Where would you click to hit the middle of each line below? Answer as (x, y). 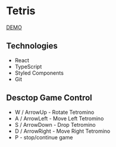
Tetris (21, 11)
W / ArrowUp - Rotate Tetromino (54, 112)
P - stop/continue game (44, 137)
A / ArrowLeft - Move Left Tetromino (59, 118)
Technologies (32, 46)
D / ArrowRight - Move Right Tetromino (62, 131)
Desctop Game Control (49, 98)
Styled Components (39, 73)
